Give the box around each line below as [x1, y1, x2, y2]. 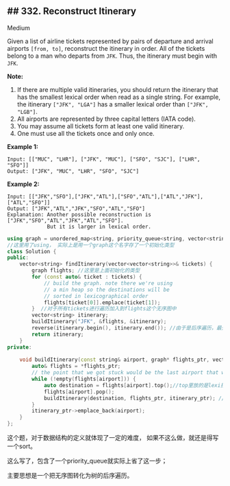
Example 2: [7, 180, 40, 188]
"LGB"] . [16, 107, 38, 115]
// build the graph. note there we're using [43, 279, 173, 287]
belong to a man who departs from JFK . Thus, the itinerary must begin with [7, 51, 218, 60]
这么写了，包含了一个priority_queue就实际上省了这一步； [7, 456, 168, 465]
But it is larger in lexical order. [47, 223, 152, 230]
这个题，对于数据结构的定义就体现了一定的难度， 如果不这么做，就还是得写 [7, 434, 219, 442]
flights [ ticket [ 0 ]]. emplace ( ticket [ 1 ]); [43, 299, 161, 306]
